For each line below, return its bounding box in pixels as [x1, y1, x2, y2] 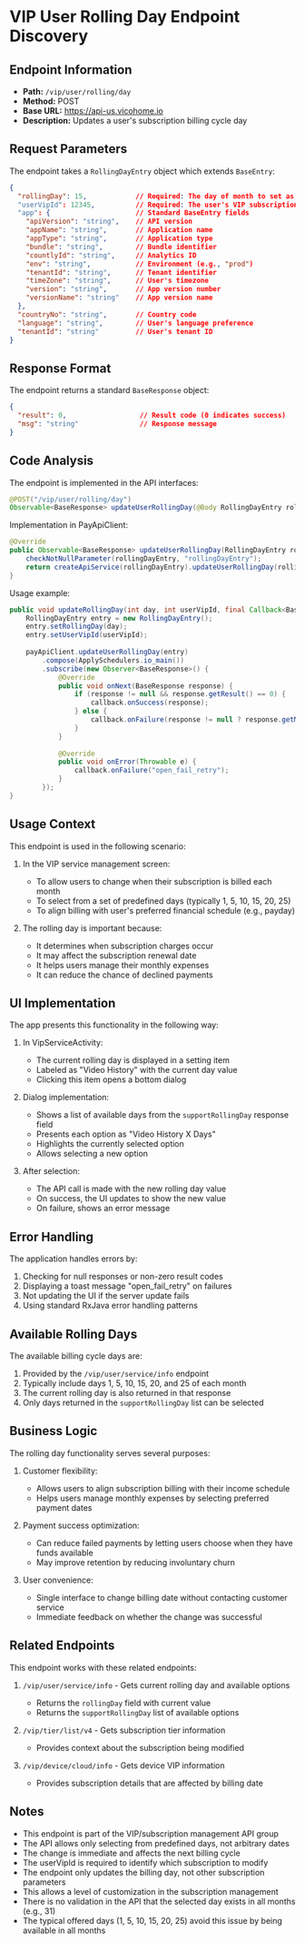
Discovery [9, 25, 89, 46]
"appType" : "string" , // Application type [25, 234, 213, 243]
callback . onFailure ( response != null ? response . [90, 715, 282, 724]
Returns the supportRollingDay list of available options [35, 1706, 240, 1717]
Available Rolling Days [9, 1326, 138, 1341]
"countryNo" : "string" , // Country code [17, 309, 197, 319]
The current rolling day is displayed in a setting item [35, 1055, 230, 1066]
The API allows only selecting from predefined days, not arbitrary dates [22, 1837, 290, 1848]
